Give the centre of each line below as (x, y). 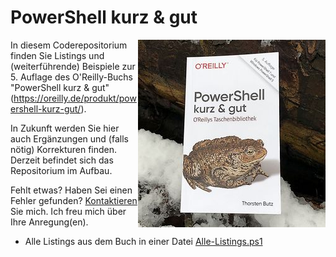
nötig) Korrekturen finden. (64, 149)
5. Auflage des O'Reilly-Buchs (71, 77)
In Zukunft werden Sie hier (65, 128)
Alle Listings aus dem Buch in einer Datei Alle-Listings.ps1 (143, 241)
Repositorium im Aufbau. (61, 170)
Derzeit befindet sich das (62, 160)
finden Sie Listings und (57, 55)
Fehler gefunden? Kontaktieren (74, 200)
